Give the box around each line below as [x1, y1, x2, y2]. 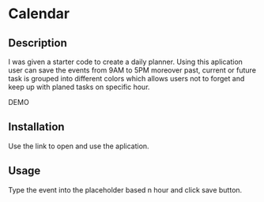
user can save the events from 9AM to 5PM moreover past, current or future [8, 65, 257, 75]
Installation [8, 120, 65, 134]
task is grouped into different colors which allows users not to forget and [8, 74, 245, 83]
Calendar [8, 5, 70, 23]
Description [8, 36, 67, 50]
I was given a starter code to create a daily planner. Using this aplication [8, 57, 243, 66]
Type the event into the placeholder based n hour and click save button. [8, 185, 243, 194]
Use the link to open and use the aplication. [8, 141, 149, 151]
